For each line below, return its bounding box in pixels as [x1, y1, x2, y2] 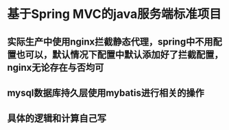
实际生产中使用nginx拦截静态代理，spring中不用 [7, 36, 213, 47]
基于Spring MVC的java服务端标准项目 [7, 6, 221, 22]
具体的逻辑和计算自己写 [7, 113, 106, 124]
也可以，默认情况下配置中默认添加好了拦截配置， [16, 49, 224, 61]
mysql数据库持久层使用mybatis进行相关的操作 [7, 87, 204, 98]
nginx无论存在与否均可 [7, 61, 104, 73]
